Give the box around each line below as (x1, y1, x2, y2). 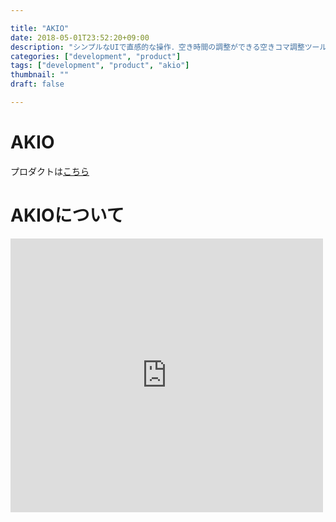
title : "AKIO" (10, 23, 70, 33)
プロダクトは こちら (10, 165, 90, 177)
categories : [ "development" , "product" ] (10, 51, 182, 61)
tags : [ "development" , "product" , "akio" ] (10, 61, 190, 71)
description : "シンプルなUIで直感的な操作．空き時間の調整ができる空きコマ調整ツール (10, 42, 328, 52)
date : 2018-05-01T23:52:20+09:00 (10, 32, 150, 43)
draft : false (10, 79, 65, 90)
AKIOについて (10, 204, 125, 226)
